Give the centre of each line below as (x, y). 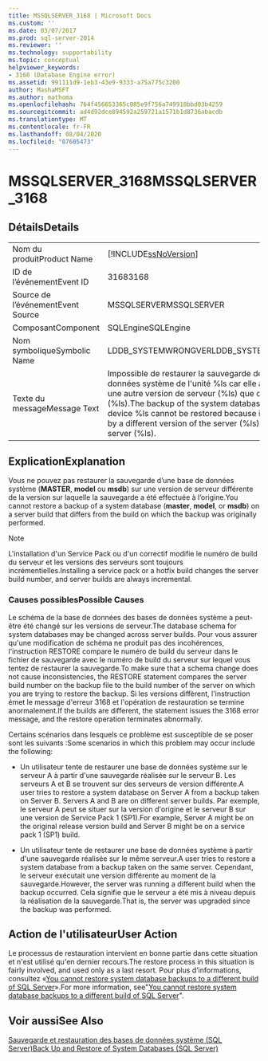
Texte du (29, 398)
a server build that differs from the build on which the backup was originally (132, 514)
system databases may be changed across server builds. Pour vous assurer (133, 634)
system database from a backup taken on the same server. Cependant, (136, 866)
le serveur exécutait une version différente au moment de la (118, 875)
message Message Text (56, 408)
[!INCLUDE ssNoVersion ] (153, 253)
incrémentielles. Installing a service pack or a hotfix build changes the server (134, 571)
